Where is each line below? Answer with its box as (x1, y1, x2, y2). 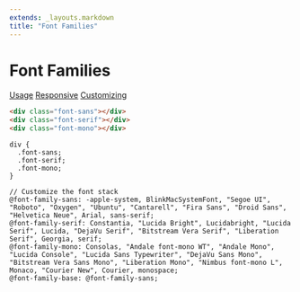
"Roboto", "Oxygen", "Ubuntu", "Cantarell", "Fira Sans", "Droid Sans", (9, 203, 287, 212)
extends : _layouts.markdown (9, 13, 115, 22)
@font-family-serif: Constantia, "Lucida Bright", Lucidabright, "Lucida (9, 219, 292, 228)
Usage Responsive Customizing (9, 90, 128, 101)
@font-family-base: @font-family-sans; (9, 274, 159, 283)
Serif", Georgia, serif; (9, 234, 102, 243)
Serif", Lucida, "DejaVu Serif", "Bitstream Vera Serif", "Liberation (9, 226, 279, 236)
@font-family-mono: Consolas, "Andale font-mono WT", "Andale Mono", (9, 243, 276, 252)
